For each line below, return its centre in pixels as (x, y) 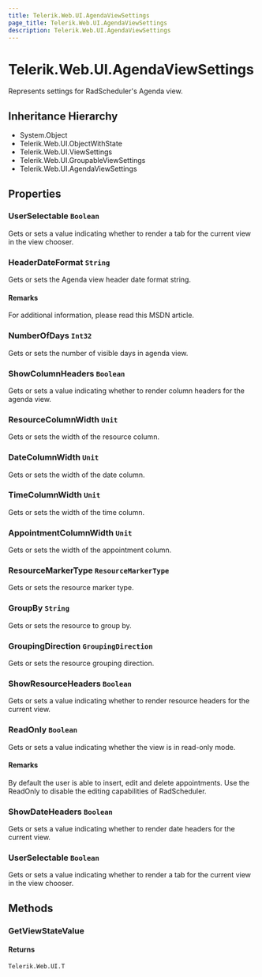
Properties (35, 193)
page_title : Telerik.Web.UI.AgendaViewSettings (88, 23)
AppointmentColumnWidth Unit (70, 532)
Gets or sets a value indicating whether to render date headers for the (122, 829)
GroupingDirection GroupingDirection (80, 646)
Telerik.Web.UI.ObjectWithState (71, 144)
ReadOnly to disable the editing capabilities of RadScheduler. (107, 791)
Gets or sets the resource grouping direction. (81, 663)
